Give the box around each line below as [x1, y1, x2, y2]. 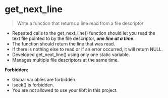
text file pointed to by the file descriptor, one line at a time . [12, 35, 135, 41]
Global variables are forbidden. [12, 76, 77, 82]
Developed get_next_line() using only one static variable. [12, 52, 130, 58]
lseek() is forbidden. [12, 82, 54, 88]
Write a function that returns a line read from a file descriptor [17, 20, 144, 26]
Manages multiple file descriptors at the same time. [12, 57, 119, 63]
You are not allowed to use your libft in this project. [12, 87, 118, 93]
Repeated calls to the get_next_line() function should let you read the [12, 30, 156, 36]
